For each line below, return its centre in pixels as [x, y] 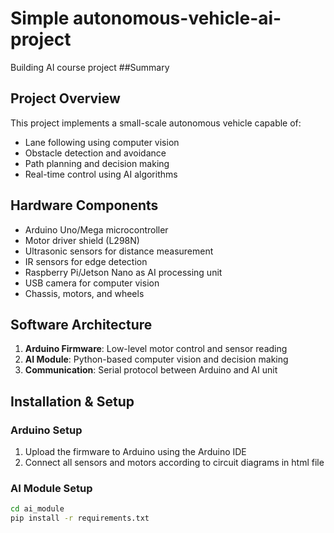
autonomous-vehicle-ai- [177, 18]
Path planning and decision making [97, 163]
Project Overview [65, 98]
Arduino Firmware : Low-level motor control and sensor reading [156, 349]
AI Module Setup [51, 488]
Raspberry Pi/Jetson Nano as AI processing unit [123, 272]
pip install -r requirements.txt [80, 518]
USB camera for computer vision [92, 283]
